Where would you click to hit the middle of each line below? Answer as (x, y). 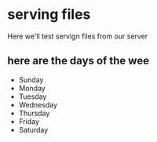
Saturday (33, 129)
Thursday (34, 113)
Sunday (31, 79)
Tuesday (33, 96)
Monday (32, 88)
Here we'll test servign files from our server (78, 36)
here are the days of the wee (78, 61)
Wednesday (38, 104)
